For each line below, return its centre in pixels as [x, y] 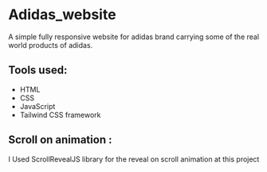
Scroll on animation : [60, 140]
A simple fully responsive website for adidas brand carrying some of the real [134, 37]
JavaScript [37, 106]
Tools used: [38, 70]
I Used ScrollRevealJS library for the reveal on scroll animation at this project [134, 159]
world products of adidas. [51, 45]
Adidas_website [63, 15]
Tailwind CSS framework [60, 115]
